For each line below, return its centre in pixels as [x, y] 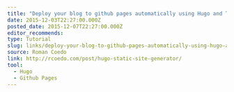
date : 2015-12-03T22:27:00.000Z [54, 20]
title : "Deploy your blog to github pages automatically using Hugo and [115, 13]
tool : [15, 65]
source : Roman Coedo [37, 53]
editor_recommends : [36, 33]
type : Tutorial [29, 39]
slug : [15, 46]
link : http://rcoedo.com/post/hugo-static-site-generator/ [95, 59]
